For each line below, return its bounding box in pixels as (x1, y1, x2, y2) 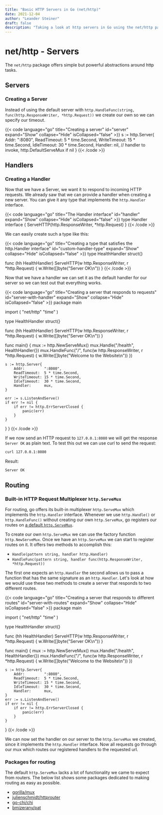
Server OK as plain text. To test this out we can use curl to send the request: (5, 440, 156, 446)
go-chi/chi (12, 799, 33, 805)
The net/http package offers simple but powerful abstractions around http (5, 62, 154, 68)
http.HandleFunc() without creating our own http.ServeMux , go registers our (5, 517, 157, 523)
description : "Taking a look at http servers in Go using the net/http (5, 25, 153, 30)
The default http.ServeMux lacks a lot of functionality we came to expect (5, 769, 149, 776)
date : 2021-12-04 (5, 12, 40, 16)
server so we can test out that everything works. (5, 280, 102, 286)
